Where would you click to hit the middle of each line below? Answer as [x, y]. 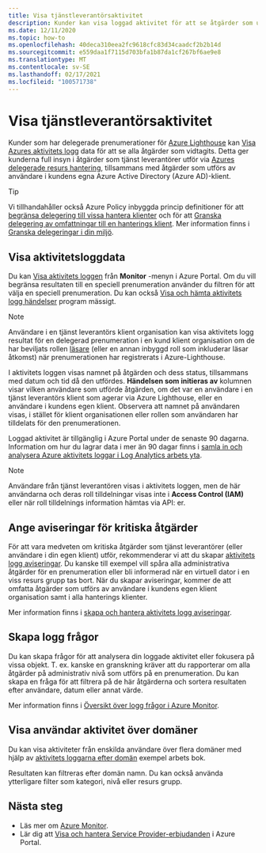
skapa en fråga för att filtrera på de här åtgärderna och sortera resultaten [127, 681]
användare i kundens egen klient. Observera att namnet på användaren [124, 406]
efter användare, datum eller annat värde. [76, 690]
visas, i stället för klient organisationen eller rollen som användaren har [123, 415]
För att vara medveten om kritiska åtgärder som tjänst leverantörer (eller [125, 547]
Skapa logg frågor [53, 637]
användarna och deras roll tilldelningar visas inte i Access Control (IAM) [126, 495]
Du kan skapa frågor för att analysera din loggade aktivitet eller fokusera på [131, 656]
